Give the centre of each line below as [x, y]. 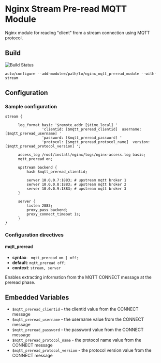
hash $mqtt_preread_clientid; [57, 172]
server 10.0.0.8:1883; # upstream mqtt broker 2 [76, 185]
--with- [149, 74]
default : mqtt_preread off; [39, 263]
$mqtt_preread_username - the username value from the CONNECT [78, 319]
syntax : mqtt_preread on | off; [45, 257]
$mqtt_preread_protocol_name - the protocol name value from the [77, 340]
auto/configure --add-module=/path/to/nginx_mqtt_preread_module [72, 74]
